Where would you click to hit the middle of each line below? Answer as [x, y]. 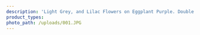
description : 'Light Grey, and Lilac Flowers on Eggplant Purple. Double [100, 12]
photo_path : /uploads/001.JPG [44, 23]
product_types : [25, 17]
